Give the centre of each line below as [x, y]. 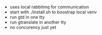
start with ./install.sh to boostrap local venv [53, 12]
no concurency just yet [33, 27]
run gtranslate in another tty [38, 22]
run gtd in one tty [27, 17]
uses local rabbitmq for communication [49, 7]
